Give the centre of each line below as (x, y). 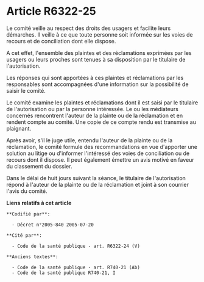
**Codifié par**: (28, 214)
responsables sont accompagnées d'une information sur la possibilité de (97, 84)
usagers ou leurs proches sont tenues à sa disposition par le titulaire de (96, 59)
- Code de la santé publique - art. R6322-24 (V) (76, 246)
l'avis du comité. (27, 191)
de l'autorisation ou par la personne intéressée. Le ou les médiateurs (92, 109)
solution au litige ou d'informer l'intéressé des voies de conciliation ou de (98, 153)
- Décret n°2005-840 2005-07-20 (53, 225)
